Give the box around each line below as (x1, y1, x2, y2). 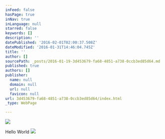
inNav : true (5, 17, 30, 22)
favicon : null (10, 91, 39, 96)
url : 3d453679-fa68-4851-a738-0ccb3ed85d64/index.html (5, 96, 122, 101)
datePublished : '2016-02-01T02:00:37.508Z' (5, 40, 98, 45)
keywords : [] (5, 31, 33, 36)
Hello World (5, 129, 30, 135)
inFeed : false (5, 7, 35, 13)
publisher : (5, 73, 28, 78)
